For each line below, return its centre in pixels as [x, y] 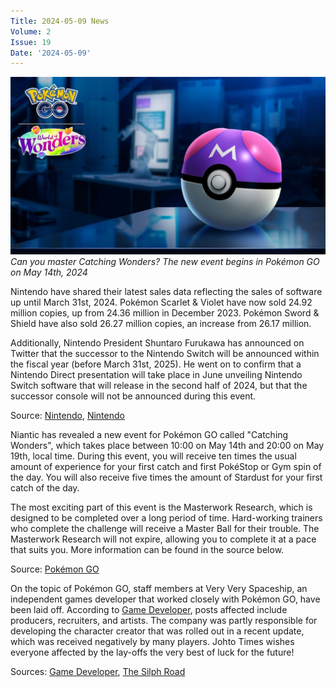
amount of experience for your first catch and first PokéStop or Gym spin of [166, 466]
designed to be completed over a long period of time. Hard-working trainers [166, 517]
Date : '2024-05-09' [51, 53]
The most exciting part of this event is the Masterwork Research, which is [161, 507]
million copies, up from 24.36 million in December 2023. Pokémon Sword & [165, 312]
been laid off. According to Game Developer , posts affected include [149, 609]
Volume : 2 [31, 31]
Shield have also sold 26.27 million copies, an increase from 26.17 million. [161, 323]
